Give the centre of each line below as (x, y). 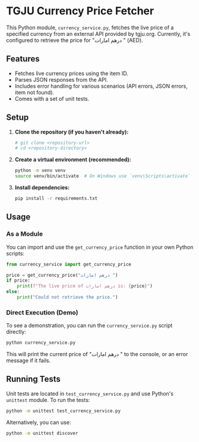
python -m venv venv (40, 171)
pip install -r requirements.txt (56, 199)
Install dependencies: (42, 188)
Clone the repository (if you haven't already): (72, 132)
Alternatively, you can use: (39, 422)
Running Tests (33, 379)
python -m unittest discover (42, 433)
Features (23, 59)
